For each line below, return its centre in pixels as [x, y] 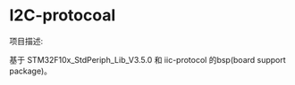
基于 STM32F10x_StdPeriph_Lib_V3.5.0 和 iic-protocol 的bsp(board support [147, 59]
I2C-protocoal [63, 15]
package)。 [30, 71]
